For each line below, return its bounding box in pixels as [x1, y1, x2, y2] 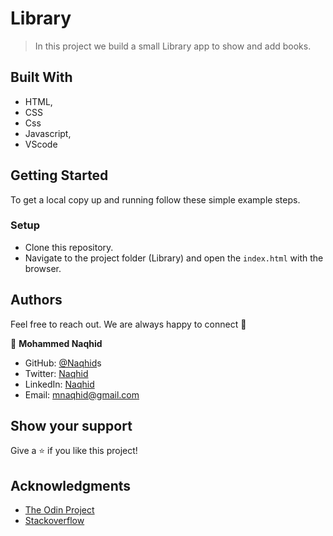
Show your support [10, 418, 133, 435]
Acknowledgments [10, 477, 132, 494]
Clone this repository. [24, 241, 114, 253]
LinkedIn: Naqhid [24, 378, 95, 390]
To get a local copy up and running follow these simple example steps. [10, 193, 301, 206]
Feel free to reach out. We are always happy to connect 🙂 [10, 318, 247, 330]
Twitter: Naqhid [24, 367, 89, 379]
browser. [24, 262, 62, 274]
